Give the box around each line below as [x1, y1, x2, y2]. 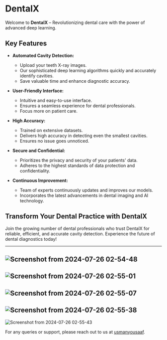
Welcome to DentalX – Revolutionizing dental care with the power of [5, 19, 145, 25]
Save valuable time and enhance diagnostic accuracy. [19, 78, 130, 84]
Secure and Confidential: [12, 148, 66, 154]
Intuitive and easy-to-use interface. [19, 97, 92, 103]
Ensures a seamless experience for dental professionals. [19, 103, 136, 109]
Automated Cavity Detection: [12, 52, 75, 58]
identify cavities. [19, 73, 54, 79]
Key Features [5, 39, 47, 48]
